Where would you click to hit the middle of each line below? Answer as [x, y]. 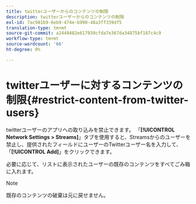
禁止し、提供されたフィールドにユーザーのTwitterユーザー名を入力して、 [94, 144]
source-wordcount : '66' [35, 44]
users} [23, 113]
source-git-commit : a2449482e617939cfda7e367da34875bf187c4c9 [84, 33]
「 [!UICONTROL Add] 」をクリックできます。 [61, 151]
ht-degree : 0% [23, 50]
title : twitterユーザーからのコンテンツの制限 [57, 11]
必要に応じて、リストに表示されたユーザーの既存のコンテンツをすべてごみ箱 [98, 164]
